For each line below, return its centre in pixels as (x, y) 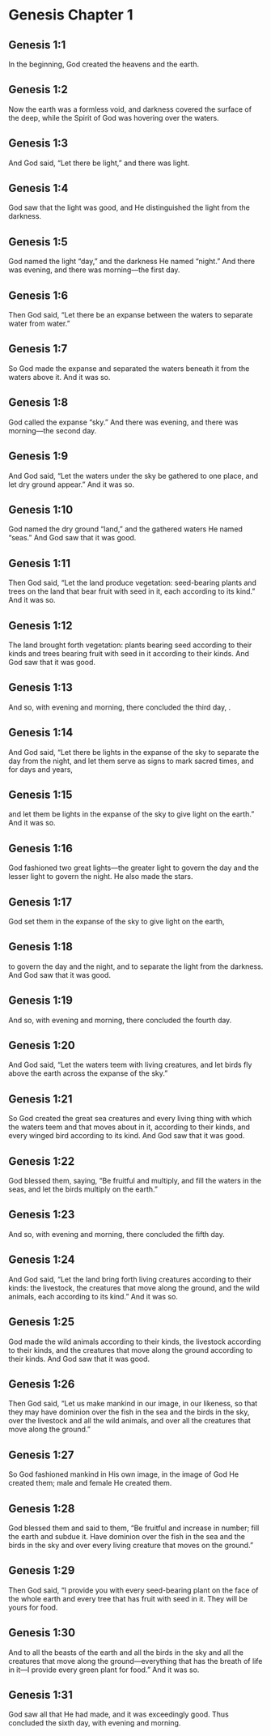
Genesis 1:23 (42, 1215)
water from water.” (39, 324)
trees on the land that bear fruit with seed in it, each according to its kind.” (132, 591)
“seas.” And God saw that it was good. (72, 538)
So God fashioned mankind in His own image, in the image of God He (124, 1474)
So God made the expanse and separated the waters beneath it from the (129, 368)
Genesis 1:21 (40, 1099)
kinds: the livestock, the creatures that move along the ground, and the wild (134, 1288)
